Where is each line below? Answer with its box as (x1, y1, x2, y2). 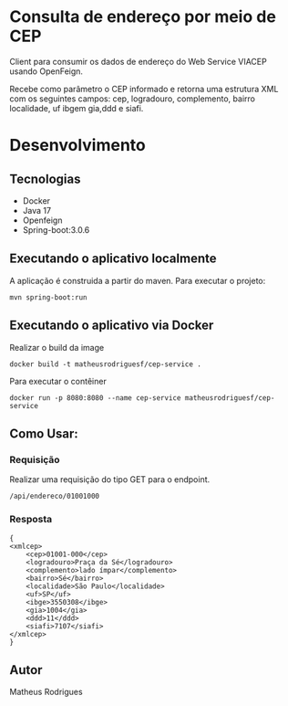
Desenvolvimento (9, 135, 146, 156)
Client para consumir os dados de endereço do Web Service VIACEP (9, 56, 267, 67)
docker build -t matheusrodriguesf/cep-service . (9, 359, 202, 369)
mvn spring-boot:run (9, 292, 88, 302)
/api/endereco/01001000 (9, 491, 100, 501)
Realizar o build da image (9, 342, 105, 353)
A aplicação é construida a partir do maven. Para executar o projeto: (9, 275, 266, 286)
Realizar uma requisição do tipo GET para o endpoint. (9, 474, 211, 485)
